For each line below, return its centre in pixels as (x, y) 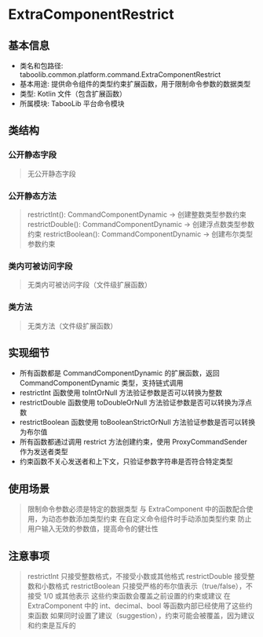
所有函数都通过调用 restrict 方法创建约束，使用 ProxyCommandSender (133, 442)
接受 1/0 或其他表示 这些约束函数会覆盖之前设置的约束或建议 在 (129, 596)
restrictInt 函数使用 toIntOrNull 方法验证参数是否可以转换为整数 (121, 393)
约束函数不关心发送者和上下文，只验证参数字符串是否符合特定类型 (126, 462)
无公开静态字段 (51, 174)
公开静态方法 (33, 196)
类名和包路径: (41, 66)
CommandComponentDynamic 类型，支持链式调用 (101, 383)
